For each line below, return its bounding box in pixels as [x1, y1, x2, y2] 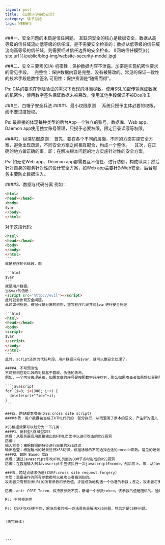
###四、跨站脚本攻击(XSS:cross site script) [5, 411, 92, 416]
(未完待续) [5, 519, 25, 524]
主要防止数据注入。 [9, 171, 48, 177]
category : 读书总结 [5, 16, 42, 21]
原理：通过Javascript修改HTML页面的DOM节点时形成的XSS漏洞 [5, 457, 115, 462]
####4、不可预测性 [5, 366, 38, 371]
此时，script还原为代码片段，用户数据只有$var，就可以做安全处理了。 [5, 357, 130, 362]
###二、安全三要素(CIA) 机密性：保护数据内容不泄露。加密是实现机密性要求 [5, 63, 159, 69]
